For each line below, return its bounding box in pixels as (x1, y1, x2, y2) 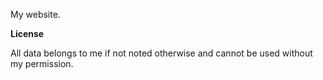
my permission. (10, 58, 74, 69)
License (10, 28, 45, 39)
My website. (10, 9, 61, 20)
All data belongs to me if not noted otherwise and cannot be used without (10, 47, 313, 59)
